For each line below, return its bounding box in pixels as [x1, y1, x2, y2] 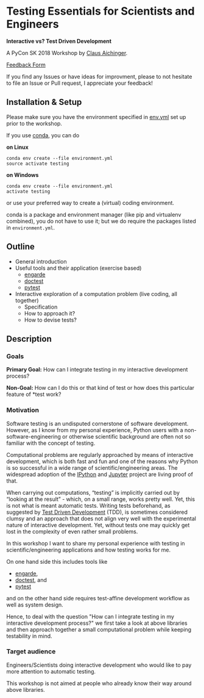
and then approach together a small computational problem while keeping [6, 625, 192, 633]
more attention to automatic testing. [6, 667, 96, 675]
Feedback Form [6, 61, 46, 68]
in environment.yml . [6, 224, 55, 231]
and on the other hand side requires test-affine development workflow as [6, 594, 190, 602]
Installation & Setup [6, 97, 82, 107]
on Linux [6, 143, 29, 151]
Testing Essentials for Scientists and [6, 4, 195, 18]
